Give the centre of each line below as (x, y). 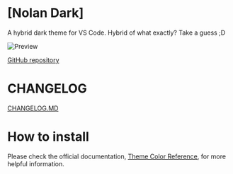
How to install (49, 137)
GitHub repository (33, 60)
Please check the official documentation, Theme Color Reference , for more (117, 156)
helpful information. (36, 163)
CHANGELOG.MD (33, 108)
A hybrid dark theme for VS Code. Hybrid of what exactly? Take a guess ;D (116, 33)
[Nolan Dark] (46, 13)
